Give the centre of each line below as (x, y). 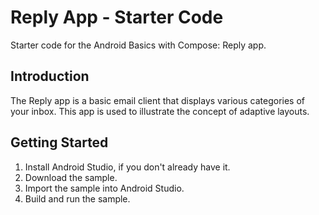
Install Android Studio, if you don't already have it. (127, 167)
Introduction (50, 76)
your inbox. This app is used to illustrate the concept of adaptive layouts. (160, 111)
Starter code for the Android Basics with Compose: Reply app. (138, 45)
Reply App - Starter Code (117, 17)
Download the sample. (71, 177)
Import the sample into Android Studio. (104, 188)
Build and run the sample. (77, 198)
